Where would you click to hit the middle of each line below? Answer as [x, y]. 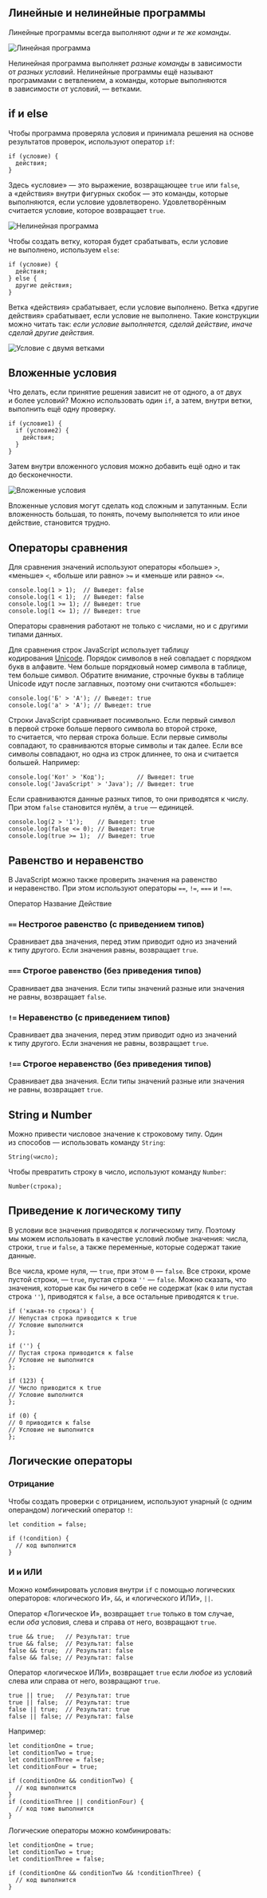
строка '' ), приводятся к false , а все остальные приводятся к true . [124, 1296]
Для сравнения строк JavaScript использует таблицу [99, 650]
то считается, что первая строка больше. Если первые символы [118, 737]
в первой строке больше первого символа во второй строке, [113, 728]
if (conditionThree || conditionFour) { [77, 1801]
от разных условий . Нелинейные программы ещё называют [111, 72]
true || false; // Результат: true [69, 1703]
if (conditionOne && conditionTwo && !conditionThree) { [105, 1873]
